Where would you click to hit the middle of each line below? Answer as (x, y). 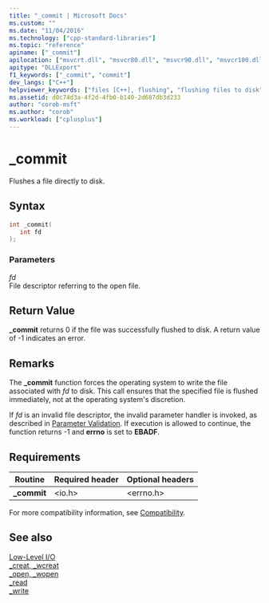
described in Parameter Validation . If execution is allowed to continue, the (130, 424)
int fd (31, 232)
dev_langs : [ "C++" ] (42, 82)
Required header (86, 479)
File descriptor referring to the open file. (75, 286)
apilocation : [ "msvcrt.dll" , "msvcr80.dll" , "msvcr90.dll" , (111, 61)
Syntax (27, 206)
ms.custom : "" (33, 23)
